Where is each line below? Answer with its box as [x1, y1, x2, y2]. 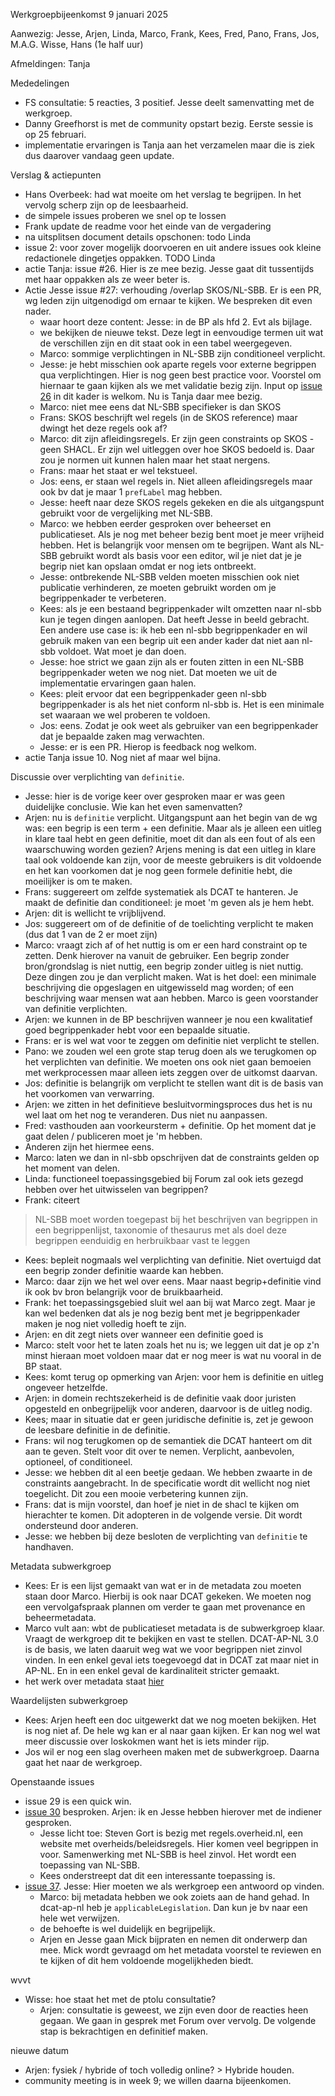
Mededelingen [10, 77, 70, 89]
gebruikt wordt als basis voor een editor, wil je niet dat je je [59, 550, 302, 561]
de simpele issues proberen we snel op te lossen [24, 210, 227, 221]
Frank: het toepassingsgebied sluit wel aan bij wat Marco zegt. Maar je [24, 1297, 316, 1308]
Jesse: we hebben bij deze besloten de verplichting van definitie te [24, 1530, 308, 1542]
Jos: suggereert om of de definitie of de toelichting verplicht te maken [24, 918, 314, 929]
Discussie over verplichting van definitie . [10, 771, 185, 783]
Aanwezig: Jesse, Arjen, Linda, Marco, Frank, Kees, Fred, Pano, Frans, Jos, [10, 28, 320, 39]
